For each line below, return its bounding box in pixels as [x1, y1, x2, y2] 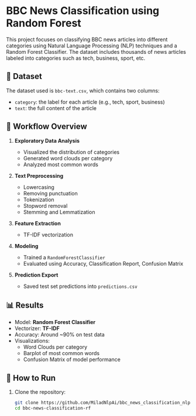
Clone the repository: [14, 389, 66, 396]
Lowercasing [23, 183, 54, 191]
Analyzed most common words [23, 161, 98, 168]
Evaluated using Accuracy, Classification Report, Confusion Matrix [23, 260, 184, 267]
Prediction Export [14, 271, 59, 279]
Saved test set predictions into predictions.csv [23, 283, 137, 290]
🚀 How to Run [6, 373, 56, 383]
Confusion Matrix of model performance [23, 356, 121, 363]
